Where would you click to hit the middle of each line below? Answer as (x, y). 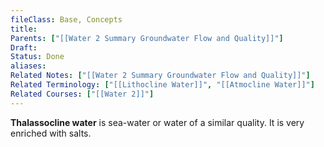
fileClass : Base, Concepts (66, 19)
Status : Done (37, 57)
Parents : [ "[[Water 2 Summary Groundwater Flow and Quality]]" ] (147, 38)
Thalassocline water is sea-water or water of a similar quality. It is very (157, 122)
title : (24, 29)
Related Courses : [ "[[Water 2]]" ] (82, 94)
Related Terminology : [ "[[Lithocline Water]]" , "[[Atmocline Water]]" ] (162, 85)
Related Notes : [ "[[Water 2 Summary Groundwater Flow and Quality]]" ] (160, 76)
